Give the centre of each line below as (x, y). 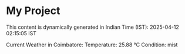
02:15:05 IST (21, 33)
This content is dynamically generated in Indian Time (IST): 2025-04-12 (92, 27)
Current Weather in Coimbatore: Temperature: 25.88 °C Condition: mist (92, 45)
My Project (33, 11)
